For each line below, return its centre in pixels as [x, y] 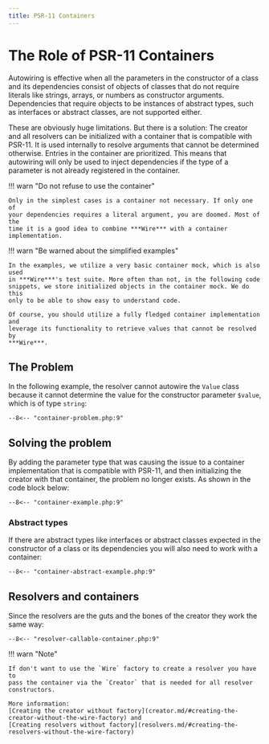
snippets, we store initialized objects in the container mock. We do [129, 286]
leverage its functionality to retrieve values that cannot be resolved [132, 329]
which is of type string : [47, 403]
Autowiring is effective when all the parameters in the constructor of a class [134, 78]
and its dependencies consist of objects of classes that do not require [124, 86]
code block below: [39, 488]
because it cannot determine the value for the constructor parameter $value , [135, 395]
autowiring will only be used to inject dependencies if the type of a [118, 161]
